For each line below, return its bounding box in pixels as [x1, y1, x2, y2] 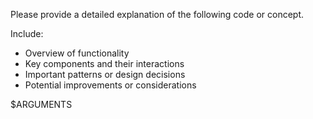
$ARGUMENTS [10, 99, 73, 110]
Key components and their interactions [24, 58, 185, 69]
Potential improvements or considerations [24, 79, 197, 91]
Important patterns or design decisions [24, 69, 186, 80]
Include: [10, 28, 44, 39]
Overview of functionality [24, 47, 130, 59]
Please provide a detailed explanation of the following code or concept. [10, 9, 305, 20]
